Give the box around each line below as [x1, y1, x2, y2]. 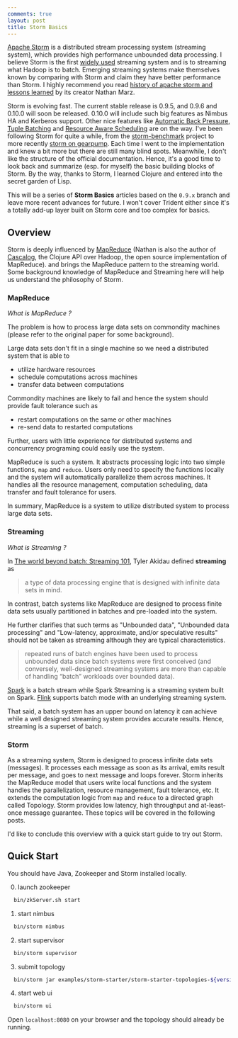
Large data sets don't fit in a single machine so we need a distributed [7, 344, 209, 353]
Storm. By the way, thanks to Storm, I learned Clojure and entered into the [7, 169, 223, 178]
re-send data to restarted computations [17, 423, 133, 431]
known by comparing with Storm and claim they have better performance [7, 73, 222, 81]
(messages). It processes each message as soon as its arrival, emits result [7, 763, 225, 772]
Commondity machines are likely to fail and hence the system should [7, 394, 209, 402]
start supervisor [17, 936, 64, 944]
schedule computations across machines [17, 373, 138, 381]
